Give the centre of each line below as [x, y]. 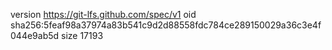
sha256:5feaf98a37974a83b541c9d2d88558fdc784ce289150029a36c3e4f [166, 25]
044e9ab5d [35, 35]
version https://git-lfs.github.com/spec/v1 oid [103, 14]
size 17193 [82, 35]
